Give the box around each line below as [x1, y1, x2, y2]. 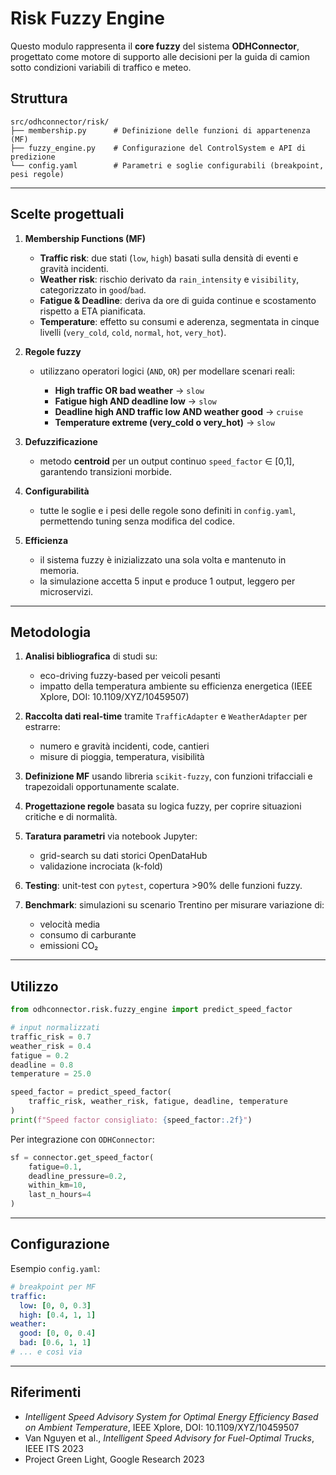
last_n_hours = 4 [28, 1190, 92, 1200]
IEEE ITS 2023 [24, 1442, 85, 1454]
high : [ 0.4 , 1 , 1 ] [19, 1310, 97, 1320]
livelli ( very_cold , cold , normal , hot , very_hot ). [39, 326, 227, 338]
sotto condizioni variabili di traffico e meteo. [10, 61, 192, 73]
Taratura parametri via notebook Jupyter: [24, 830, 198, 842]
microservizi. [39, 585, 94, 597]
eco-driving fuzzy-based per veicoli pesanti [39, 670, 221, 682]
